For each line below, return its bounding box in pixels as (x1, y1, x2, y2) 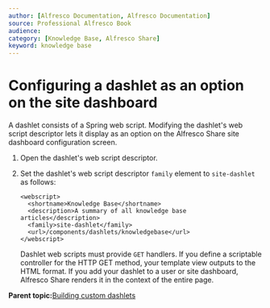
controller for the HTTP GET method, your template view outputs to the (19, 258, 256, 268)
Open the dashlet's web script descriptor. (19, 153, 159, 163)
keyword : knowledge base (8, 42, 92, 50)
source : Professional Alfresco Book (8, 19, 131, 27)
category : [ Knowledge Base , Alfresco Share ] (8, 34, 160, 43)
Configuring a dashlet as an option (8, 77, 244, 95)
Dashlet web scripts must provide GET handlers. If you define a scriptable (19, 249, 262, 259)
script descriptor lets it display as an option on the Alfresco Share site (8, 129, 239, 139)
